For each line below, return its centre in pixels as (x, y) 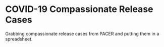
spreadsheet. (19, 39)
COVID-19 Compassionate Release (79, 9)
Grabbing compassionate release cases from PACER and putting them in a (82, 33)
